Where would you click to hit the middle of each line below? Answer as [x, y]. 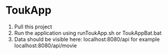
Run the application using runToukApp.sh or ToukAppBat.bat [88, 33]
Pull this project [33, 27]
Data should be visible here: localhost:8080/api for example [87, 39]
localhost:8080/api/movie [46, 46]
